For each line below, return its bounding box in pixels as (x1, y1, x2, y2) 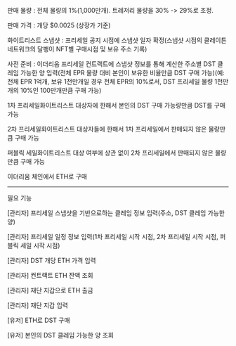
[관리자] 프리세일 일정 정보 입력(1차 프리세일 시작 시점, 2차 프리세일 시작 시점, (7, 233, 219, 241)
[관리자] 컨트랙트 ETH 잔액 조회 (7, 271, 93, 279)
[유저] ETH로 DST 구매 (7, 316, 70, 324)
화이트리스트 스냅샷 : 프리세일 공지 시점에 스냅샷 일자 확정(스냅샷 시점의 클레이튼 (7, 36, 227, 44)
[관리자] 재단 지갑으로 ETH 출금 (7, 286, 93, 294)
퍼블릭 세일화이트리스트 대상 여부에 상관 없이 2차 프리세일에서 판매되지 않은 (7, 148, 214, 157)
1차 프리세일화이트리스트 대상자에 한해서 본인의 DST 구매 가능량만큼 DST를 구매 (7, 101, 226, 109)
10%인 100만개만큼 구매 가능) (20, 86, 102, 94)
